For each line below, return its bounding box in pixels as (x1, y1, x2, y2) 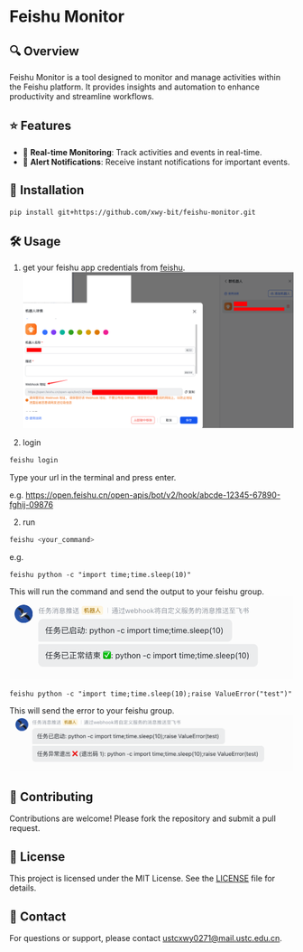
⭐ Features (9, 118, 72, 134)
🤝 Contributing (9, 789, 94, 805)
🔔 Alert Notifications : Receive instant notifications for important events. (22, 156, 290, 167)
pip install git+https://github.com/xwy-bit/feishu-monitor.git (9, 208, 256, 217)
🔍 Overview (9, 43, 79, 59)
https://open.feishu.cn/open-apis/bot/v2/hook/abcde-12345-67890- (25, 490, 281, 500)
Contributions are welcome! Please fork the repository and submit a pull (9, 813, 277, 824)
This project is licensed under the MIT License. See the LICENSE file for (9, 873, 276, 884)
